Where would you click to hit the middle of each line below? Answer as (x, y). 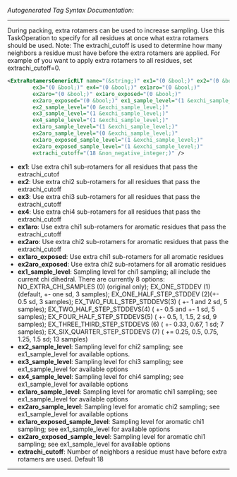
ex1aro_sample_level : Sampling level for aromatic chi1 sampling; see (117, 392)
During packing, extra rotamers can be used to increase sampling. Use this (116, 30)
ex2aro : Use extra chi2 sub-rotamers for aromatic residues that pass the (123, 241)
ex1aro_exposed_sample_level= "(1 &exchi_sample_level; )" (118, 140)
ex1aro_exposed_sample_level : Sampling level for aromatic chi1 (111, 421)
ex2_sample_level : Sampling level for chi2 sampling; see (100, 346)
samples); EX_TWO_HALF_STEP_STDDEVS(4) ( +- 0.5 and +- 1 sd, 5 (116, 309)
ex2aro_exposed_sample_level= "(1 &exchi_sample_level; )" (118, 146)
